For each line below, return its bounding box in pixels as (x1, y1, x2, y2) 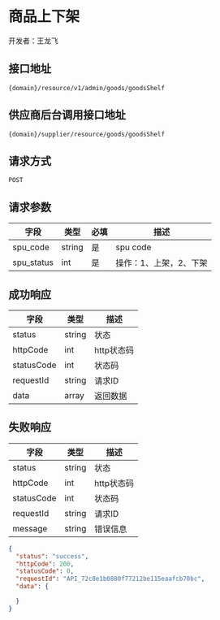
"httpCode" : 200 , (15, 560, 75, 568)
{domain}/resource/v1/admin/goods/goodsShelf (8, 84, 165, 92)
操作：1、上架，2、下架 (115, 258, 209, 269)
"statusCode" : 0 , (15, 567, 75, 575)
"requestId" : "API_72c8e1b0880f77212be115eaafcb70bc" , (15, 574, 205, 583)
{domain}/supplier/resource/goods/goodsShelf (8, 130, 165, 138)
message (12, 522, 48, 534)
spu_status (12, 257, 54, 268)
